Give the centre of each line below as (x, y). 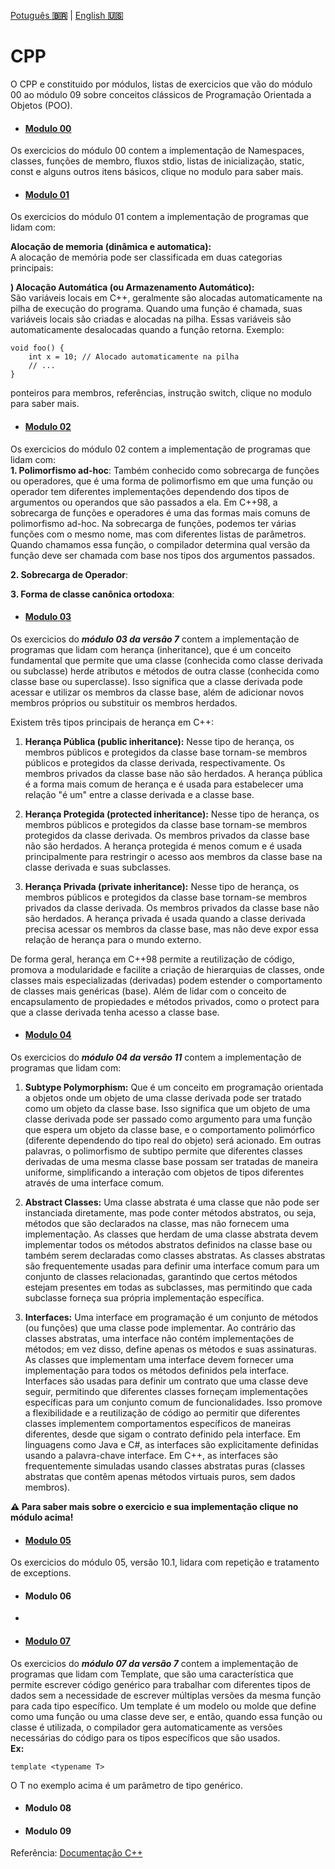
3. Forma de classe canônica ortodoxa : (92, 594)
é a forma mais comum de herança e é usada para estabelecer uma (164, 784)
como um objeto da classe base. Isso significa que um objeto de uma (167, 1108)
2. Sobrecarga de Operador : (69, 574)
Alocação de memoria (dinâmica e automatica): (111, 247)
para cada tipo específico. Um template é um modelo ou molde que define (163, 1706)
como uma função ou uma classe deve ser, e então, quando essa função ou (166, 1716)
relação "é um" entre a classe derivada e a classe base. (139, 794)
